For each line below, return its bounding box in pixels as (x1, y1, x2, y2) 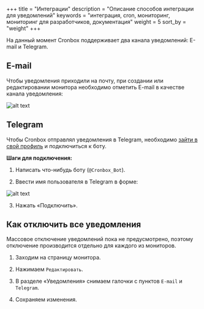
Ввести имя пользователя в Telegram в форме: (15, 177, 138, 185)
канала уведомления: (6, 90, 63, 97)
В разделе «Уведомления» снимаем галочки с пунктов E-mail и (15, 278, 183, 285)
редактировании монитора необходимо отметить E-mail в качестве (6, 83, 185, 91)
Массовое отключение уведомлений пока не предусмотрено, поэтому (6, 236, 194, 243)
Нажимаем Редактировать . (15, 266, 84, 273)
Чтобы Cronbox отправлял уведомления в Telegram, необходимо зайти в (6, 136, 198, 143)
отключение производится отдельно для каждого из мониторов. (6, 242, 176, 250)
